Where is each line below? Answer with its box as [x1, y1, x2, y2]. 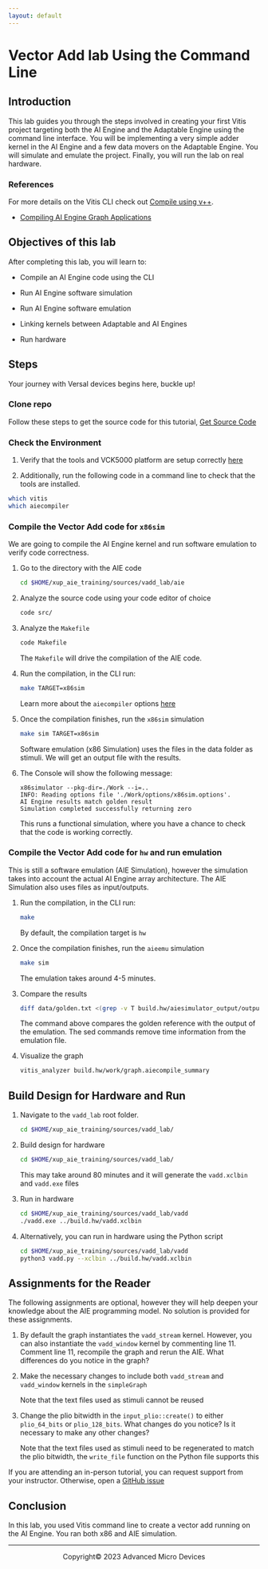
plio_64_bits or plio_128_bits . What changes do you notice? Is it [19, 1419, 236, 1429]
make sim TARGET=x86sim [19, 729, 100, 737]
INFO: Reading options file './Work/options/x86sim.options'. [19, 790, 231, 799]
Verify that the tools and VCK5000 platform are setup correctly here [19, 455, 243, 465]
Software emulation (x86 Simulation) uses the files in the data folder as [19, 744, 254, 753]
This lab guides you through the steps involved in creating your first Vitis [8, 116, 246, 126]
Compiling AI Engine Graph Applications [19, 212, 152, 222]
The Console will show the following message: [19, 768, 173, 777]
